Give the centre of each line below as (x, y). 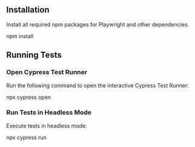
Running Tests (34, 55)
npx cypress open (29, 97)
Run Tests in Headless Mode (49, 113)
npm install (20, 36)
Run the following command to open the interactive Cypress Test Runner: (97, 85)
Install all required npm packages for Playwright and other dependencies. (98, 24)
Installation (28, 10)
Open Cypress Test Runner (47, 72)
